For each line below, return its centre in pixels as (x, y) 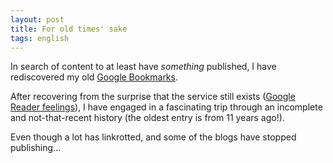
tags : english (40, 38)
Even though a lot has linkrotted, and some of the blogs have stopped (153, 137)
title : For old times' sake (69, 29)
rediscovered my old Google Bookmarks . (94, 77)
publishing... (36, 148)
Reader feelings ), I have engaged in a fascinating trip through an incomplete (166, 107)
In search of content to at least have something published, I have (143, 67)
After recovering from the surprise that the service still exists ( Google (153, 97)
